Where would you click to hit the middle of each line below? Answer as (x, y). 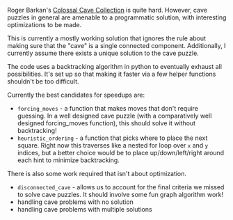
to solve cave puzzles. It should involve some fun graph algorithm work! (120, 195)
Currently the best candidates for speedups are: (76, 95)
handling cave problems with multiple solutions (85, 209)
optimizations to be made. (45, 25)
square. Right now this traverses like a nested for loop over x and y (113, 145)
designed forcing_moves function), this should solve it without (106, 123)
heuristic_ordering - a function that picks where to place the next (112, 138)
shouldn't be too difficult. (43, 81)
